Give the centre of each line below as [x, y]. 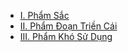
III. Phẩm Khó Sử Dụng [66, 36]
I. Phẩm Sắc [44, 15]
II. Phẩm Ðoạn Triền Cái [68, 26]
